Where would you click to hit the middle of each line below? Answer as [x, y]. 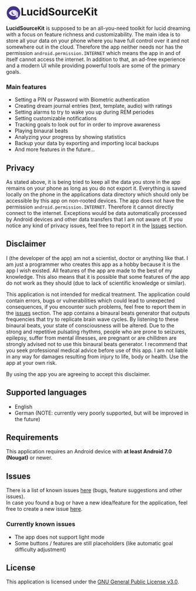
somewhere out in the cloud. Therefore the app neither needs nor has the [94, 47]
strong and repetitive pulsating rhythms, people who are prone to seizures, [96, 332]
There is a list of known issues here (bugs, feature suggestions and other [94, 490]
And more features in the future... [55, 149]
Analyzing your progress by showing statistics [70, 137]
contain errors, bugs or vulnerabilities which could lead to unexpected [90, 300]
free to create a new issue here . [44, 509]
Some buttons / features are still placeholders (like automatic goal [94, 543]
